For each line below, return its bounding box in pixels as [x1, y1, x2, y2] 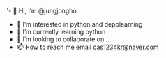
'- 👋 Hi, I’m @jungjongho [6, 7, 77, 15]
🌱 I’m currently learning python [16, 28, 106, 36]
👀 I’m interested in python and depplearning [16, 20, 143, 28]
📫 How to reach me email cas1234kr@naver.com [16, 43, 159, 51]
